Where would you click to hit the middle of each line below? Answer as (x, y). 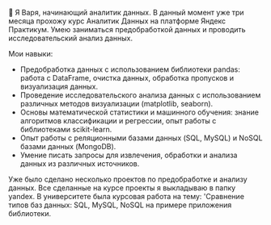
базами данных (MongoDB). (68, 146)
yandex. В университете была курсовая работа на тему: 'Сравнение (127, 196)
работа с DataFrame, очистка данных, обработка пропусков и (127, 78)
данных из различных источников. (80, 164)
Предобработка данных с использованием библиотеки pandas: (130, 69)
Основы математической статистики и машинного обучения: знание (139, 112)
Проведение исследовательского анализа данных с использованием (140, 95)
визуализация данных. (59, 86)
